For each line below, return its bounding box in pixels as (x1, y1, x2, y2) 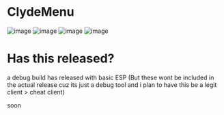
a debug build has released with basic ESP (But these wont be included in (7, 73, 214, 81)
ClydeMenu (7, 4, 74, 20)
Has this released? (7, 51, 115, 66)
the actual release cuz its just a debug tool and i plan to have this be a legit (7, 80, 217, 89)
